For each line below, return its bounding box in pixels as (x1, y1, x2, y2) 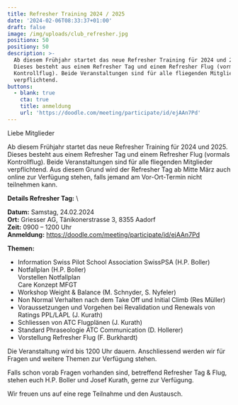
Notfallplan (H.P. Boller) (17, 265, 86, 274)
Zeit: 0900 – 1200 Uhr (7, 223, 72, 231)
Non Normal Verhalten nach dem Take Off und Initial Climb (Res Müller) (17, 295, 226, 304)
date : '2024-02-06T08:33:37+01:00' (7, 17, 113, 24)
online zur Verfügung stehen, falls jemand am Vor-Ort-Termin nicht (7, 172, 203, 181)
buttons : (7, 83, 33, 90)
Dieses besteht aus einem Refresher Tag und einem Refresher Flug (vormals (7, 150, 230, 158)
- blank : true (13, 89, 55, 96)
